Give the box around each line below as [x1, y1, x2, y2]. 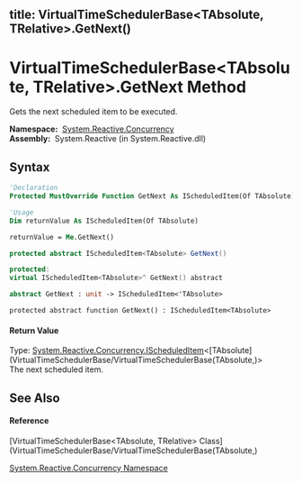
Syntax [9, 159, 50, 175]
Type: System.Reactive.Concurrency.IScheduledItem [9, 345, 205, 356]
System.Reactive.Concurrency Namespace [9, 462, 168, 473]
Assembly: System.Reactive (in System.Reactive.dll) [9, 133, 207, 144]
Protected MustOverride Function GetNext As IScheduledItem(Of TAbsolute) [9, 192, 296, 201]
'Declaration [9, 184, 58, 193]
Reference [9, 415, 49, 426]
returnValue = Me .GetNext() [9, 232, 115, 241]
